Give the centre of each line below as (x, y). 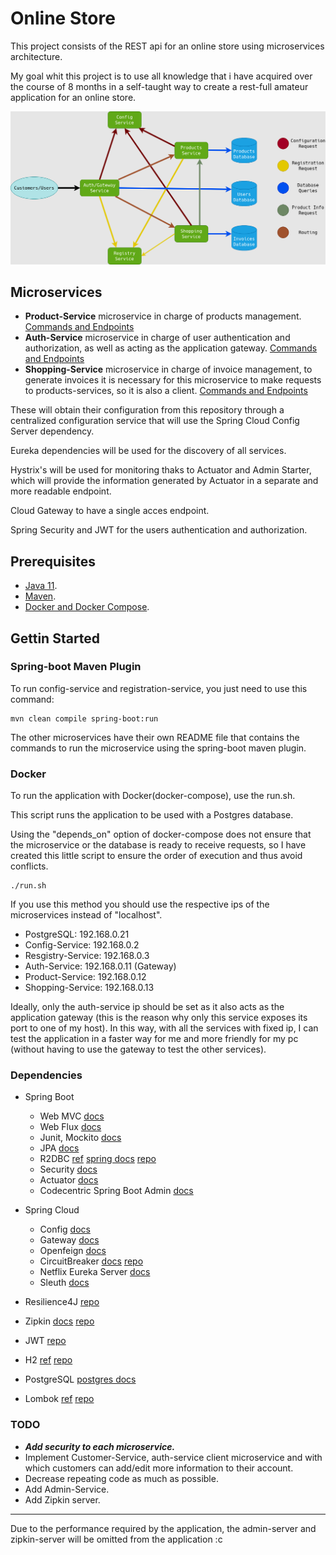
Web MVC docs (72, 1116)
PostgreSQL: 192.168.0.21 (77, 934)
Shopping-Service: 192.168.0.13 (89, 988)
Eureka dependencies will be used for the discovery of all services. (148, 451)
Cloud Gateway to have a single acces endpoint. (110, 511)
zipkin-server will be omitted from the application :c (116, 1539)
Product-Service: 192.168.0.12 (85, 977)
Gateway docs (69, 1240)
